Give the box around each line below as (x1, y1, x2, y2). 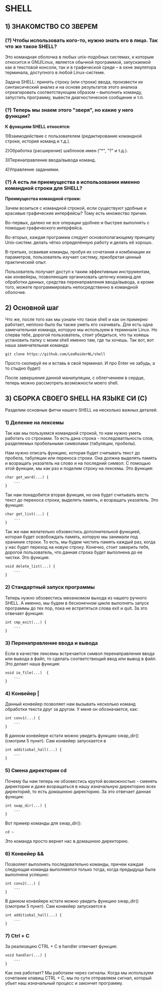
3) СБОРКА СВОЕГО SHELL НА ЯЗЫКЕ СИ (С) (5, 394, 147, 402)
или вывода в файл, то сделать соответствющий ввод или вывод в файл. (5, 655, 157, 662)
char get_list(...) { (5, 512, 49, 517)
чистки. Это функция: (5, 555, 50, 560)
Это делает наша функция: (5, 661, 60, 667)
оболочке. (5, 289, 26, 295)
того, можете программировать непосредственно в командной (5, 284, 138, 290)
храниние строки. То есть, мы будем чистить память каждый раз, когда (5, 539, 156, 545)
